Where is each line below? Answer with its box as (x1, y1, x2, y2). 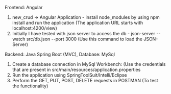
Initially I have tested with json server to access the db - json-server (12, 31, 156, 36)
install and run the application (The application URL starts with (12, 20, 143, 26)
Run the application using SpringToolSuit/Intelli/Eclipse (12, 72, 127, 78)
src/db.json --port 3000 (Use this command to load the (26, 36, 142, 42)
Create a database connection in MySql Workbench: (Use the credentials (12, 61, 166, 67)
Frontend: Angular (5, 5, 43, 10)
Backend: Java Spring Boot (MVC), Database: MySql (5, 51, 115, 57)
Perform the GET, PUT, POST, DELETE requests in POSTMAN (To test (12, 78, 159, 83)
